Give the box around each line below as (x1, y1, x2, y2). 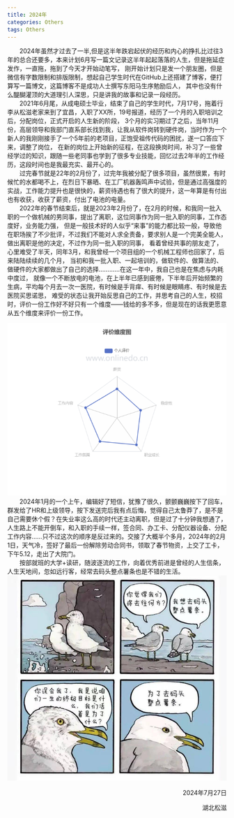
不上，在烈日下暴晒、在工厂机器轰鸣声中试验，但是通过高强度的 (43, 178, 227, 187)
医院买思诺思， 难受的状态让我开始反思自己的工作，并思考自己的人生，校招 (7, 291, 223, 300)
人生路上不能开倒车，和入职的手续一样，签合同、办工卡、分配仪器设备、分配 (7, 523, 227, 532)
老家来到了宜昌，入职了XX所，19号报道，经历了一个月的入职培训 (31, 108, 217, 117)
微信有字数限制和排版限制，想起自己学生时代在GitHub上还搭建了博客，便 (7, 73, 217, 82)
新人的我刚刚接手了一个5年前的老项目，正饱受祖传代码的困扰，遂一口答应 (7, 134, 219, 143)
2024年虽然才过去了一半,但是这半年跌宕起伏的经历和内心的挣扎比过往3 (19, 47, 224, 55)
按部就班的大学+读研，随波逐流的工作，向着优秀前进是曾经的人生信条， (19, 558, 225, 567)
